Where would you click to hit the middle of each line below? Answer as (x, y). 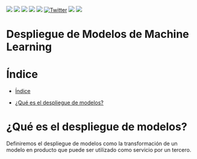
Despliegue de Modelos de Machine (98, 34)
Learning (29, 47)
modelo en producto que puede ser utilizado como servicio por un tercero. (99, 150)
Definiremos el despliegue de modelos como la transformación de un (92, 143)
